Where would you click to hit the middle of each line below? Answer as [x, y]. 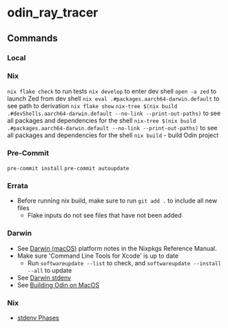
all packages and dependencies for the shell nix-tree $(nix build [102, 120]
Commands [33, 38]
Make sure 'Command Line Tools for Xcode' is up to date [98, 256]
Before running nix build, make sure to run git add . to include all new [117, 201]
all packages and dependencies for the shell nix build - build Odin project [113, 135]
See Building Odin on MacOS [58, 285]
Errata [18, 186]
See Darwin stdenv [44, 278]
